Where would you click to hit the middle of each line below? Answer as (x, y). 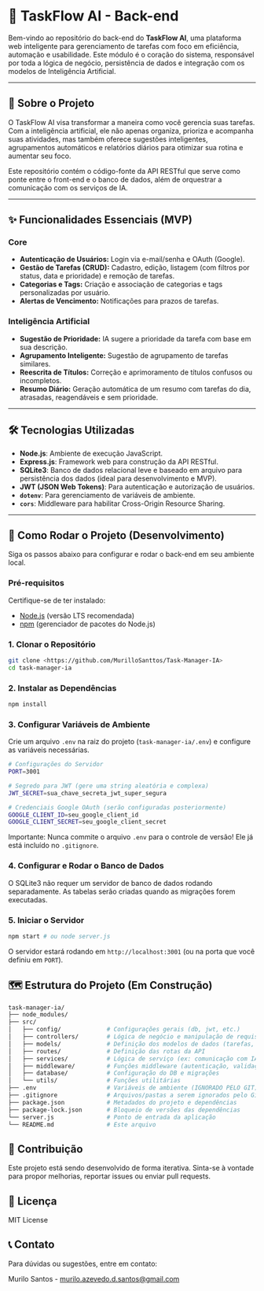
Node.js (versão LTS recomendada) (77, 615)
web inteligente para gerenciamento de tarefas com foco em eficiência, (124, 46)
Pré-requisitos (36, 583)
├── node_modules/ (38, 1015)
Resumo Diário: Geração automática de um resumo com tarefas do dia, (135, 389)
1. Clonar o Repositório (52, 644)
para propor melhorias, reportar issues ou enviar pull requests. (109, 1176)
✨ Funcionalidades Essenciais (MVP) (100, 220)
